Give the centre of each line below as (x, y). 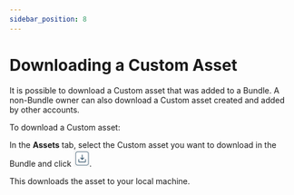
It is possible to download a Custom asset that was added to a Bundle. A (144, 90)
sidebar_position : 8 (49, 19)
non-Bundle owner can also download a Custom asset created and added (147, 100)
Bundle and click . (51, 163)
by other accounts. (44, 110)
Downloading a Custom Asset (123, 65)
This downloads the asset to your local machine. (100, 180)
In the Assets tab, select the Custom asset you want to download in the (143, 144)
